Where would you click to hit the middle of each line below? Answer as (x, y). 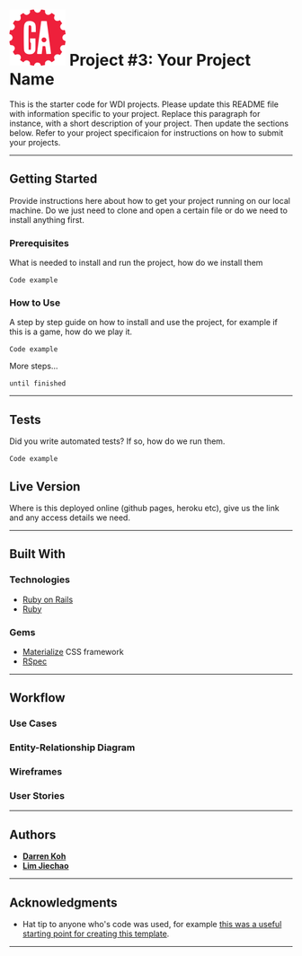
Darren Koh (44, 856)
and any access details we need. (70, 518)
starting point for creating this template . (96, 934)
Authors (33, 834)
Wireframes (36, 772)
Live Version (45, 487)
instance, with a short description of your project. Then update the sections (149, 123)
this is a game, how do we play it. (71, 332)
